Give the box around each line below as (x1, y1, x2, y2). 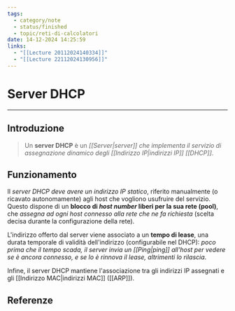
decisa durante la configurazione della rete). (7, 217, 135, 226)
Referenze (7, 294, 54, 306)
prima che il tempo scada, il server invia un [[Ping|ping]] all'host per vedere (7, 246, 226, 254)
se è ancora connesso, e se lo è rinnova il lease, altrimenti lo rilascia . (7, 253, 207, 261)
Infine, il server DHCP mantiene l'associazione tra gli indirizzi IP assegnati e (7, 267, 225, 275)
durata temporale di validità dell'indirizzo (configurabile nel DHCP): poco (7, 238, 216, 247)
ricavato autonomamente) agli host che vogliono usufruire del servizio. (7, 195, 211, 203)
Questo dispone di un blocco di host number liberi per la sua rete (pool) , (7, 202, 219, 211)
